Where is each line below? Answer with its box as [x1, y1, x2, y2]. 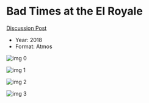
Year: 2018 [15, 36, 43, 43]
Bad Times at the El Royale [6, 4, 144, 18]
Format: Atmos [15, 43, 53, 50]
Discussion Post [6, 24, 47, 32]
